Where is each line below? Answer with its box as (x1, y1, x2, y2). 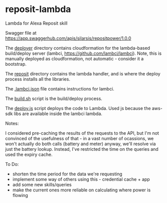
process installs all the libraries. (5, 76, 70, 82)
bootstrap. (5, 61, 27, 67)
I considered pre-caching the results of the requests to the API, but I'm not (5, 130, 159, 136)
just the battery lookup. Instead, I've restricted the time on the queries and (5, 146, 159, 152)
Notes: (5, 120, 19, 126)
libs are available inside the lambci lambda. (14, 111, 103, 117)
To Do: (5, 161, 19, 167)
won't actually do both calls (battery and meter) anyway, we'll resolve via (5, 141, 156, 147)
